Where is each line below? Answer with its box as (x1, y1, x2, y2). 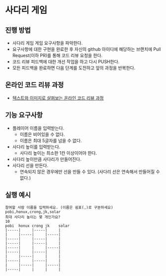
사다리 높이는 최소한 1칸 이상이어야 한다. (19, 150, 97, 156)
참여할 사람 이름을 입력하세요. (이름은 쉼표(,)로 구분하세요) (5, 205, 113, 210)
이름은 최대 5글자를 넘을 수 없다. (19, 137, 82, 143)
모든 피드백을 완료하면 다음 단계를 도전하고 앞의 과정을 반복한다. (12, 65, 135, 71)
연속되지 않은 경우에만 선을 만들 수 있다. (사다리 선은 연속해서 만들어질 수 (19, 169, 160, 175)
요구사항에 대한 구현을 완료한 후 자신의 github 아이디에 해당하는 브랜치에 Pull (12, 46, 161, 52)
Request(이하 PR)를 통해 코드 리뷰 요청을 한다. (12, 53, 103, 58)
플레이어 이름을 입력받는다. (12, 125, 64, 131)
